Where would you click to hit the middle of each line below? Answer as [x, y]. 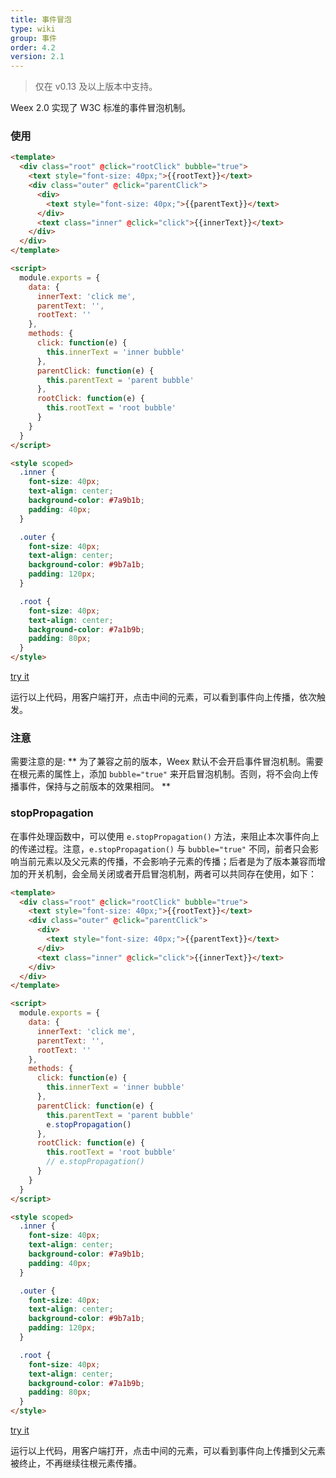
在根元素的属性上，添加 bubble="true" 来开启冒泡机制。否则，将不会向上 [160, 774]
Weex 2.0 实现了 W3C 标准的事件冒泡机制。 [101, 108]
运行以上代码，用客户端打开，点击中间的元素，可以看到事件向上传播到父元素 [168, 1451]
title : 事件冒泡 [41, 19]
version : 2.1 [37, 57]
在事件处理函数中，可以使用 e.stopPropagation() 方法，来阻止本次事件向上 [165, 836]
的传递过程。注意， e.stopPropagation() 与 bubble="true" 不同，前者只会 [160, 848]
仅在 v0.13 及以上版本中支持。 [96, 87]
